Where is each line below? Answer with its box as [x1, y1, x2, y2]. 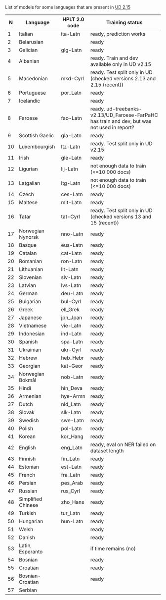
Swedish [19, 417, 39, 424]
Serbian [19, 587, 37, 594]
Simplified [19, 495, 42, 502]
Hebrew [19, 354, 38, 361]
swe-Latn [61, 417, 84, 424]
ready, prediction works [90, 31, 146, 37]
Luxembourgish [19, 143, 55, 150]
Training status [106, 19, 143, 26]
